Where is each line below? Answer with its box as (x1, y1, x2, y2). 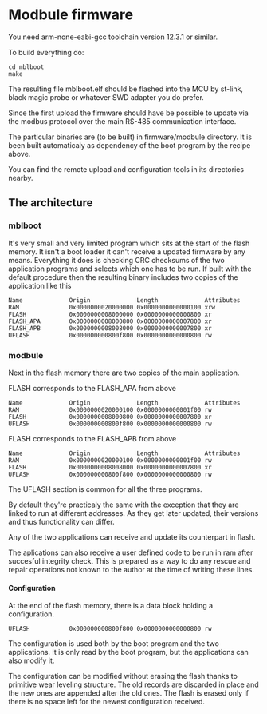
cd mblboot (8, 62, 45, 71)
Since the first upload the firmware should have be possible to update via (8, 108, 249, 118)
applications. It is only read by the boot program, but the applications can (8, 648, 249, 657)
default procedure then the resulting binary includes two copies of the (8, 272, 239, 281)
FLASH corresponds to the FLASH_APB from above (8, 433, 177, 443)
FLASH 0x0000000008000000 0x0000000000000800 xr (8, 310, 213, 318)
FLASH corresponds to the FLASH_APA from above (8, 383, 177, 393)
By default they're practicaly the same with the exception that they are (8, 500, 239, 509)
